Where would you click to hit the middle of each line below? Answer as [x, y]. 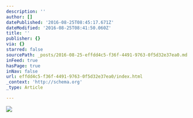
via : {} [16, 44]
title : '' [18, 33]
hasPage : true [23, 66]
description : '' [26, 11]
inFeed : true [22, 60]
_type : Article [25, 88]
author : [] [19, 17]
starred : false [25, 50]
